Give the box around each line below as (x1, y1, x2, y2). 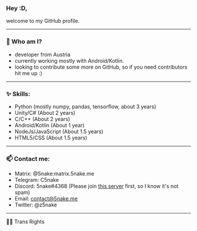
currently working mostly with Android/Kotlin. (14, 57, 124, 64)
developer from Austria (14, 51, 71, 58)
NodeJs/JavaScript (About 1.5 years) (14, 128, 104, 135)
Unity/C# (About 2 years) (14, 109, 76, 116)
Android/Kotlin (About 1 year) (14, 121, 85, 128)
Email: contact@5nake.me (14, 195, 78, 202)
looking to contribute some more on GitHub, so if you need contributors (14, 63, 188, 70)
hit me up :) (14, 69, 43, 77)
